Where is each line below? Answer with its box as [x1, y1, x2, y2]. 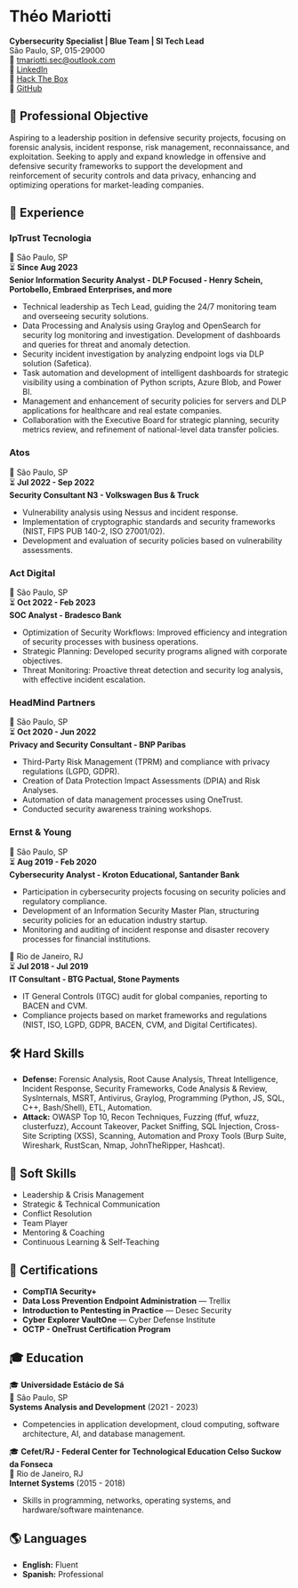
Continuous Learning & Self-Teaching [21, 1237, 160, 1247]
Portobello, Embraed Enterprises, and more [9, 285, 173, 295]
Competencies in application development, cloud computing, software [21, 1418, 280, 1429]
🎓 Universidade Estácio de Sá [9, 1379, 125, 1390]
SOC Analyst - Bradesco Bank [9, 610, 122, 621]
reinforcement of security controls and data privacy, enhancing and [9, 170, 256, 180]
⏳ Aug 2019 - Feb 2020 [9, 856, 97, 867]
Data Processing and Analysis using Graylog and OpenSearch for [21, 320, 262, 331]
